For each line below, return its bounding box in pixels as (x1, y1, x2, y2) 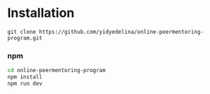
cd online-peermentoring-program (7, 67, 106, 74)
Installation (7, 5, 75, 21)
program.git (7, 34, 42, 42)
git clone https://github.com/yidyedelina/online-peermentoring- (7, 28, 204, 35)
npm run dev (7, 80, 42, 87)
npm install (7, 74, 42, 81)
